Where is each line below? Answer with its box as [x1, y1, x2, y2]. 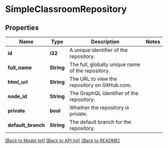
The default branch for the [69, 118, 131, 125]
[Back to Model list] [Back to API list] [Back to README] [5, 137, 120, 143]
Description [90, 38, 120, 45]
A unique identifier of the [69, 46, 128, 53]
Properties [5, 23, 39, 32]
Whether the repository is [69, 104, 129, 111]
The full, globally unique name [69, 61, 140, 68]
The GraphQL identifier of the [69, 90, 138, 96]
